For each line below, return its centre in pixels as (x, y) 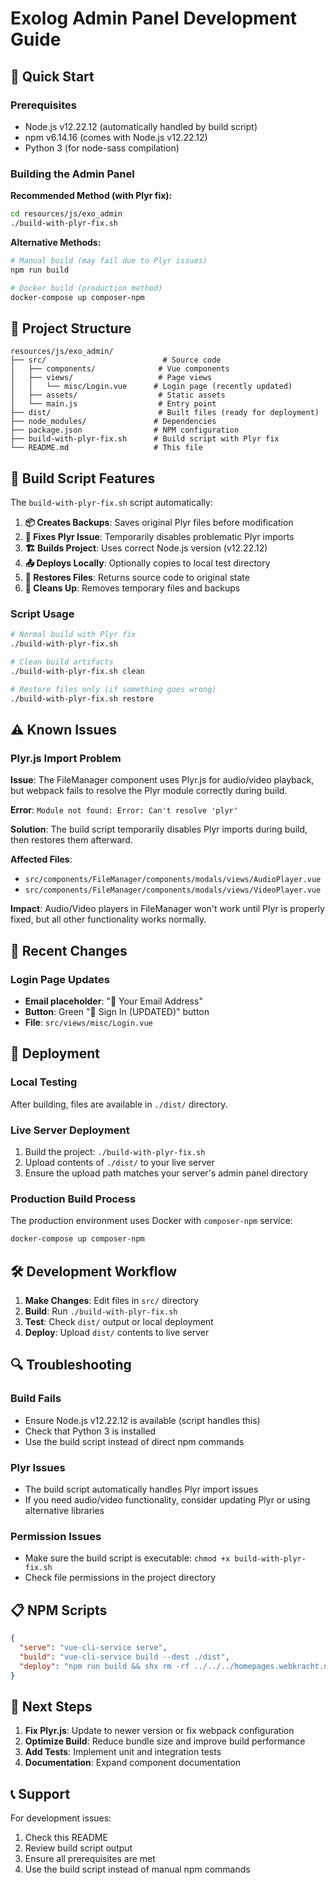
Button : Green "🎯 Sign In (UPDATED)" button (117, 1011)
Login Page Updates (60, 979)
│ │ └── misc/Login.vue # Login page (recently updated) (151, 387)
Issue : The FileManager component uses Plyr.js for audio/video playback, (162, 780)
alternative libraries (64, 1510)
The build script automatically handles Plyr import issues (141, 1489)
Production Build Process (73, 1199)
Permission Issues (56, 1536)
